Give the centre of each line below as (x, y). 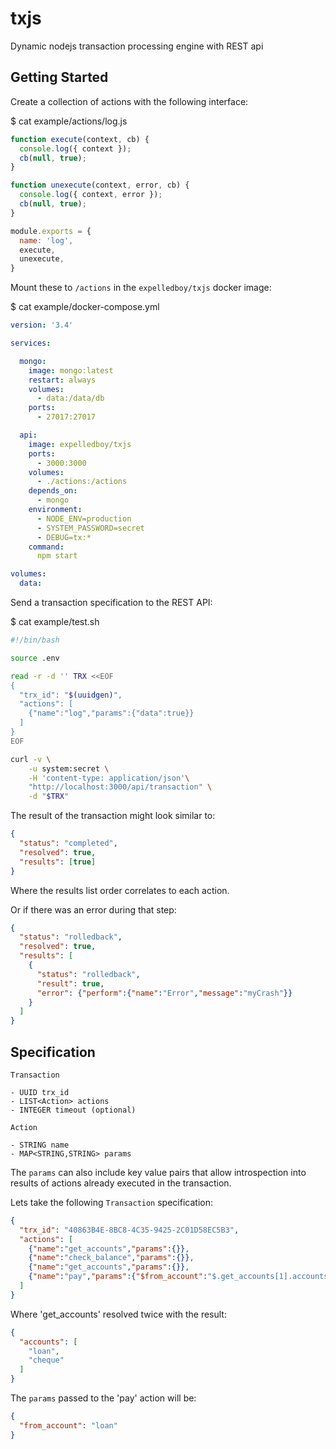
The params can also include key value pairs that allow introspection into (158, 1172)
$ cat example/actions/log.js (69, 121)
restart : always (62, 380)
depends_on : (53, 491)
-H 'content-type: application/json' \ (109, 778)
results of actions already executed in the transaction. (121, 1183)
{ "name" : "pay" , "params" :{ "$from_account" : (118, 1277)
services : (31, 343)
